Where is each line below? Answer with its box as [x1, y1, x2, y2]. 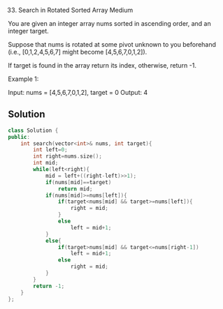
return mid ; [57, 185, 93, 193]
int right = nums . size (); [33, 153, 102, 160]
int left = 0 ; [33, 146, 69, 153]
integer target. [8, 27, 50, 35]
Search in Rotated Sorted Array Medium [17, 6, 134, 14]
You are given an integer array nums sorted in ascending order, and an [8, 20, 212, 27]
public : [8, 133, 31, 140]
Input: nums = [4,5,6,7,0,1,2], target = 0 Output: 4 [8, 89, 148, 96]
